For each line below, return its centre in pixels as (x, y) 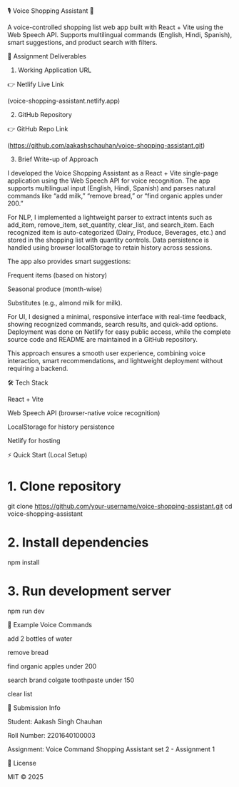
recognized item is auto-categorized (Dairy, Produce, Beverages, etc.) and (117, 232)
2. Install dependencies (78, 543)
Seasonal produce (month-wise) (55, 289)
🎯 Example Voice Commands (50, 624)
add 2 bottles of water (40, 639)
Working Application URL (55, 70)
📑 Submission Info (34, 707)
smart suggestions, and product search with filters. (82, 42)
